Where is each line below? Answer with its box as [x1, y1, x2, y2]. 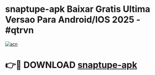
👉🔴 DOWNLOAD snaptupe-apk [5, 60, 138, 71]
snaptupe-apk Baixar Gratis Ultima [5, 3, 151, 15]
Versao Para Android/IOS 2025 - [5, 14, 141, 25]
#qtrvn [5, 25, 34, 36]
